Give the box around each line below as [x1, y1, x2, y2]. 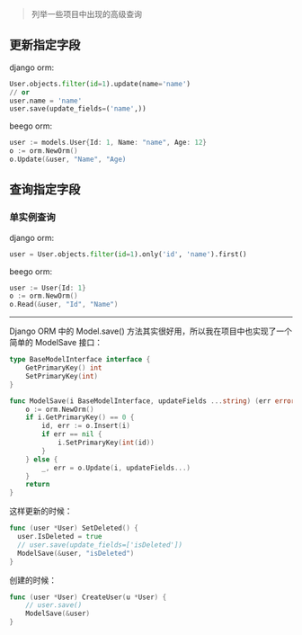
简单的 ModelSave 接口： [9, 337, 103, 348]
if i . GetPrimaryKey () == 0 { [25, 413, 135, 422]
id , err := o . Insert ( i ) [41, 422, 130, 431]
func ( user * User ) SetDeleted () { [9, 523, 139, 533]
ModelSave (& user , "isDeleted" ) [17, 549, 135, 558]
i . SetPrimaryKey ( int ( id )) [57, 438, 155, 447]
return [25, 480, 50, 489]
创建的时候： [9, 575, 57, 586]
